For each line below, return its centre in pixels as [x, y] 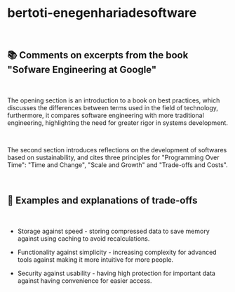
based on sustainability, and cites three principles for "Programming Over [113, 157]
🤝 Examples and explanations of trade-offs [102, 200]
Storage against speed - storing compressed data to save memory [114, 231]
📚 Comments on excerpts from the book [98, 55]
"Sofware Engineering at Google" [82, 70]
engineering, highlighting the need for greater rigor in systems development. [117, 122]
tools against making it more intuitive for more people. [95, 259]
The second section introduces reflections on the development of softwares [117, 150]
